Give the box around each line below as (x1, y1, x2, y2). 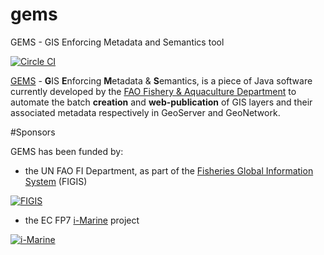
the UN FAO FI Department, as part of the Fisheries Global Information (24, 164, 314, 177)
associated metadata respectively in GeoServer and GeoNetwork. (10, 106, 281, 118)
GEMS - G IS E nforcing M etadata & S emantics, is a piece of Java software (10, 74, 313, 87)
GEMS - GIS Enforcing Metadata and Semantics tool (10, 36, 225, 48)
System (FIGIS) (24, 175, 88, 187)
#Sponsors (10, 126, 56, 138)
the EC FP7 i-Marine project (24, 214, 140, 226)
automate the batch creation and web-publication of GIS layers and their (10, 96, 313, 108)
